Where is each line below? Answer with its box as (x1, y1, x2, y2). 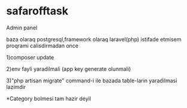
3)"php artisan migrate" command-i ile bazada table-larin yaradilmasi (6, 77, 177, 84)
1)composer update (6, 53, 55, 61)
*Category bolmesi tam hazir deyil (6, 95, 91, 102)
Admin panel (6, 24, 38, 31)
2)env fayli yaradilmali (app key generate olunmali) (6, 65, 131, 73)
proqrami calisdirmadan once (6, 42, 79, 49)
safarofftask (6, 4, 69, 18)
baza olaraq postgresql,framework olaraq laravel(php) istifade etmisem (6, 35, 182, 43)
